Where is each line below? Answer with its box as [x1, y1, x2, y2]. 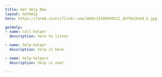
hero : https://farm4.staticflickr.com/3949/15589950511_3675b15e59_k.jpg [5, 16, 158, 21]
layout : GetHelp [5, 12, 38, 16]
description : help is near [9, 60, 64, 65]
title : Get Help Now [5, 7, 47, 12]
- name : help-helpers [5, 56, 49, 61]
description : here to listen [9, 34, 68, 39]
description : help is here [9, 47, 64, 52]
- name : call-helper [5, 30, 47, 34]
